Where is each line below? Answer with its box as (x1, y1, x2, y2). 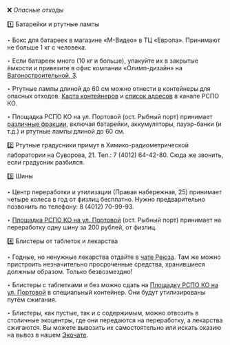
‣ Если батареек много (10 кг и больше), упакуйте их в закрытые (7, 56, 198, 65)
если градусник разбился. (7, 158, 85, 166)
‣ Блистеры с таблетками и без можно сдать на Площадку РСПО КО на (7, 281, 219, 289)
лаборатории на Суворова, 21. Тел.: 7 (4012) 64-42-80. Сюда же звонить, (7, 151, 224, 159)
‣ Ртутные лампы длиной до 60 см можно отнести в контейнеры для (7, 85, 211, 92)
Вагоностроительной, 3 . (7, 72, 78, 79)
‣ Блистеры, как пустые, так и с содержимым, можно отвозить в (7, 309, 199, 317)
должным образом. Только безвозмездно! (7, 268, 133, 275)
